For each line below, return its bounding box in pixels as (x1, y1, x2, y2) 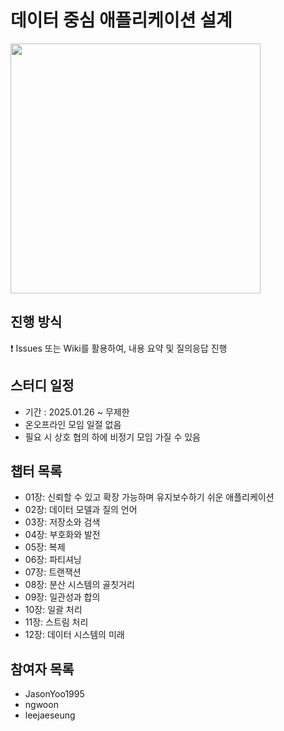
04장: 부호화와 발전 (24, 529, 101, 541)
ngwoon (24, 699, 59, 711)
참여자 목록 (10, 661, 75, 678)
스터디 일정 (10, 377, 75, 395)
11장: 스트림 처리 (24, 616, 89, 628)
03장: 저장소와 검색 (24, 516, 101, 528)
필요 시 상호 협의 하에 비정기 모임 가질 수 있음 (24, 431, 201, 443)
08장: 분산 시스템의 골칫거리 (24, 579, 135, 591)
